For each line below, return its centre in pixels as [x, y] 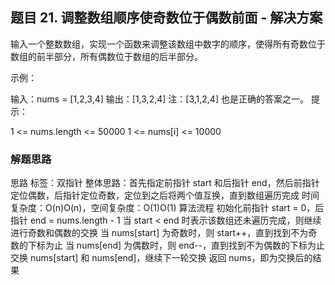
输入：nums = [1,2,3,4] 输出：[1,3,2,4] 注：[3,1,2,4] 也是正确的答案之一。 [159, 99]
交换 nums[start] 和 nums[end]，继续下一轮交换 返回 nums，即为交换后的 [161, 258]
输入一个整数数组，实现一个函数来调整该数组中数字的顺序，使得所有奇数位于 [168, 44]
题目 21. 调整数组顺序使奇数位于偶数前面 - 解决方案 [166, 18]
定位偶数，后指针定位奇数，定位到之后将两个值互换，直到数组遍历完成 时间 [165, 195]
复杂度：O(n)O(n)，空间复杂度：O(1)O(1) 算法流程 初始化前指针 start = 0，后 [167, 208]
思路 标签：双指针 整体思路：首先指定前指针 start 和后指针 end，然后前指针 [165, 183]
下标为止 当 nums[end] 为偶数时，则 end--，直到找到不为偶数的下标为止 [176, 245]
